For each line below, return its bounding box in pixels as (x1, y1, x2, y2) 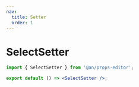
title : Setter (11, 14, 46, 20)
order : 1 (11, 20, 33, 25)
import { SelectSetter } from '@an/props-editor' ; (6, 65, 134, 71)
